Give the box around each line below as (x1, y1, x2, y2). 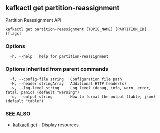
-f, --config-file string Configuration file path (10, 77, 122, 82)
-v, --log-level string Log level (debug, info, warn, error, (10, 86, 151, 91)
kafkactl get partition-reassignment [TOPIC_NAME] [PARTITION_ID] (5, 27, 147, 32)
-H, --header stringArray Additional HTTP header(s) (10, 81, 127, 86)
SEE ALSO (5, 110, 31, 117)
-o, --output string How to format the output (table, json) (10, 94, 156, 99)
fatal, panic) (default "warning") (5, 90, 80, 95)
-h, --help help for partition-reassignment (10, 54, 109, 59)
